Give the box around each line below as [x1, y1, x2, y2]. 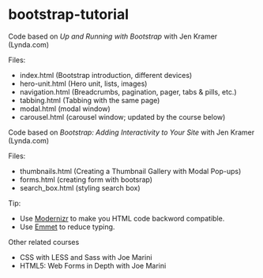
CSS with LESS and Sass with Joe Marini [19, 252, 152, 261]
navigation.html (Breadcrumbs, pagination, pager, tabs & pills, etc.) [19, 87, 237, 96]
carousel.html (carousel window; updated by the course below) [19, 112, 226, 121]
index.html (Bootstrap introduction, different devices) [19, 70, 193, 80]
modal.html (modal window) [19, 104, 111, 113]
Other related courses [8, 237, 80, 246]
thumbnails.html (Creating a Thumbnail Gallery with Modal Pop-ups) [19, 166, 242, 176]
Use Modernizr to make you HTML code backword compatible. [19, 213, 225, 223]
